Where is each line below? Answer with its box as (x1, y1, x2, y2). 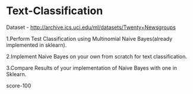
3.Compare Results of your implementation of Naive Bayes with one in (6, 64, 177, 72)
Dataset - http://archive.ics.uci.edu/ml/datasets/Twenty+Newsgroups (6, 24, 176, 31)
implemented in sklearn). (6, 41, 67, 48)
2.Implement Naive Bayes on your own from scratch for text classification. (6, 53, 187, 60)
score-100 (6, 82, 31, 89)
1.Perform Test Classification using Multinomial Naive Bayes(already (6, 35, 173, 42)
